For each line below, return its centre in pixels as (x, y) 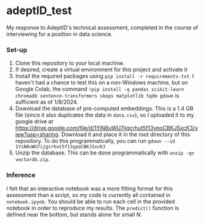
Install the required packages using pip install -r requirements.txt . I (104, 76)
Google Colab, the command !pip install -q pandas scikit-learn (100, 89)
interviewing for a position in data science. (59, 34)
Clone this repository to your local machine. (70, 63)
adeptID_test (39, 11)
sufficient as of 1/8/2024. (47, 102)
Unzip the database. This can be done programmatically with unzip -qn (105, 153)
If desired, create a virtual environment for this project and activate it (101, 70)
